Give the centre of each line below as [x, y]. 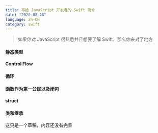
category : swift [22, 24]
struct [12, 101]
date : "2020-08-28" [26, 15]
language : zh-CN [22, 19]
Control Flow [19, 64]
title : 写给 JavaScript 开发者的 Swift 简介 [50, 10]
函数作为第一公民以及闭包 [32, 89]
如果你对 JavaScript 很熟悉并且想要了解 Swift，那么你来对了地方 [85, 39]
